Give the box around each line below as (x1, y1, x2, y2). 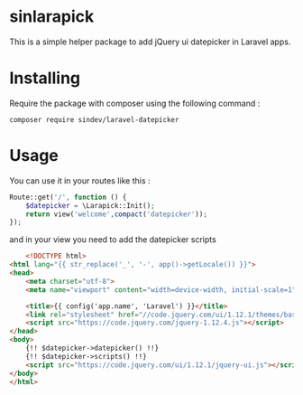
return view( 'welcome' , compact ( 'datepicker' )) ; (25, 210, 207, 219)
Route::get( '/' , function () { (9, 193, 127, 202)
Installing (9, 68, 81, 89)
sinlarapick (9, 6, 95, 27)
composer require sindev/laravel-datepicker (9, 115, 179, 124)
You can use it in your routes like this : (9, 174, 151, 186)
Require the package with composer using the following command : (9, 98, 261, 108)
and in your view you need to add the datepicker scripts (9, 234, 216, 245)
